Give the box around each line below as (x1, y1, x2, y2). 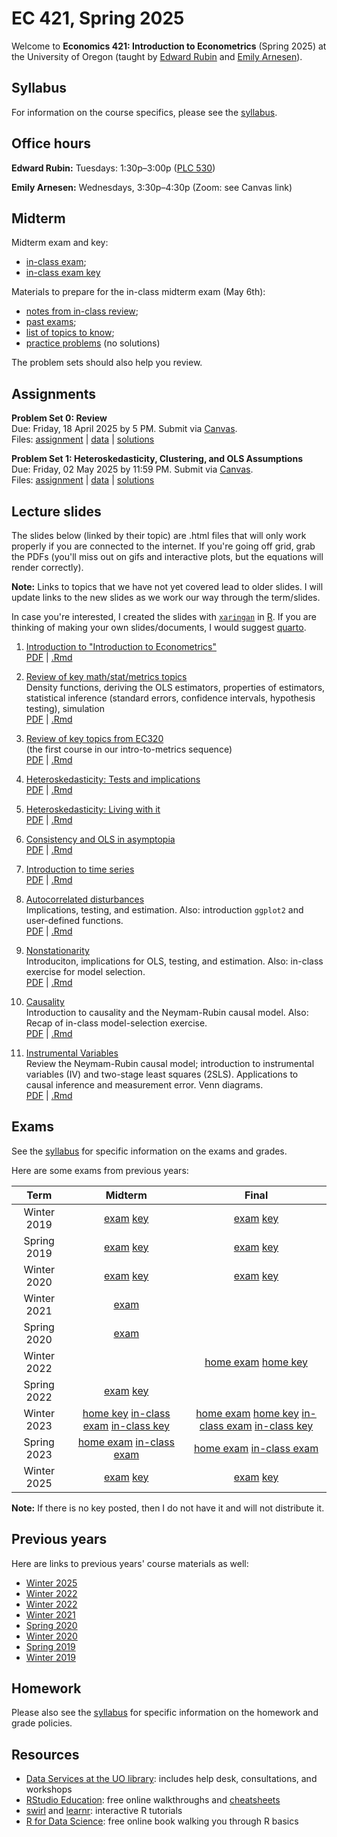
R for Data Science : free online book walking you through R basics (25, 1815, 299, 1827)
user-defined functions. (25, 915, 124, 926)
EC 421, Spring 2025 (11, 7, 185, 30)
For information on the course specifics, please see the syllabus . (11, 106, 278, 118)
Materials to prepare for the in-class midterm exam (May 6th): (11, 286, 266, 298)
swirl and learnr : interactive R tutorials (25, 1805, 183, 1817)
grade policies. (11, 1717, 73, 1729)
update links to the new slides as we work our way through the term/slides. (11, 592, 321, 603)
